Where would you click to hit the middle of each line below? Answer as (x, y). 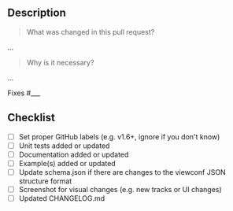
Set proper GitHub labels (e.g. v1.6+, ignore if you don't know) (119, 136)
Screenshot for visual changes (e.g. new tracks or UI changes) (120, 189)
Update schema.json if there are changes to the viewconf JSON (122, 172)
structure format (45, 181)
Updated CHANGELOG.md (62, 198)
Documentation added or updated (74, 154)
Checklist (31, 118)
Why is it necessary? (60, 62)
